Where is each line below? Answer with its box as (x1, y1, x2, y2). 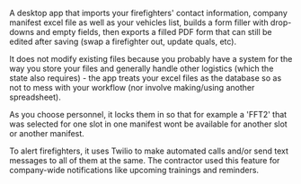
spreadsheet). (9, 92, 61, 102)
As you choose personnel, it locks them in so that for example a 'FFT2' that (9, 110, 288, 119)
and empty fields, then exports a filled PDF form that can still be (35, 27, 272, 37)
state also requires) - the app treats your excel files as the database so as (9, 73, 282, 83)
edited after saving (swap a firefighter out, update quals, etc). (9, 36, 236, 47)
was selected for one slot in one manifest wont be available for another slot (9, 118, 288, 129)
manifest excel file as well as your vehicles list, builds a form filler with (9, 17, 269, 28)
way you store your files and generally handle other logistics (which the (9, 63, 274, 74)
